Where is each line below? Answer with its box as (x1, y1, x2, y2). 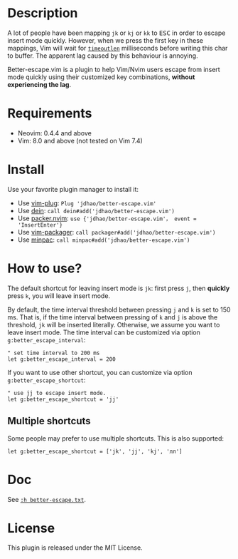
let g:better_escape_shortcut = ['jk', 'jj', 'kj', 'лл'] (7, 448, 183, 455)
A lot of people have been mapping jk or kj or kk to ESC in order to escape (7, 29, 226, 37)
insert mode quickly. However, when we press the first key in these (7, 36, 204, 44)
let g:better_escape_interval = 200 (7, 355, 116, 363)
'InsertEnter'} (17, 221, 63, 229)
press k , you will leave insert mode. (7, 291, 111, 300)
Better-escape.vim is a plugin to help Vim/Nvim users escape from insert (7, 65, 220, 73)
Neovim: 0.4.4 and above (17, 128, 92, 137)
